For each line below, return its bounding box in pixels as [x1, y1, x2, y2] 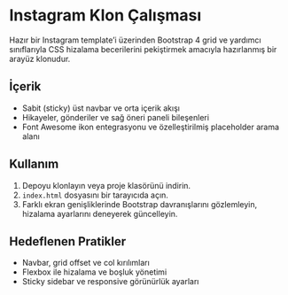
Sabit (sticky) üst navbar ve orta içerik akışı [21, 103, 180, 113]
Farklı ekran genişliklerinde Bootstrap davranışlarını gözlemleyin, [21, 198, 258, 209]
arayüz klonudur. [9, 53, 71, 64]
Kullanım [9, 157, 59, 172]
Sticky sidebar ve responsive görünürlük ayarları [21, 276, 199, 287]
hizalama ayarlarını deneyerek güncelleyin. [21, 208, 178, 219]
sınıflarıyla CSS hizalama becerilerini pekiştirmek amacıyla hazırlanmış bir [9, 43, 277, 54]
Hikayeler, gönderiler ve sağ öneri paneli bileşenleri [21, 112, 210, 122]
